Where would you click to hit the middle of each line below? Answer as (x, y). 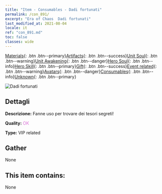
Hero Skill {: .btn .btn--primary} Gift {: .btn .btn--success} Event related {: (86, 66)
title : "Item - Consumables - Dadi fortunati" (54, 10)
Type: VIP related (23, 132)
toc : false (16, 37)
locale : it (16, 28)
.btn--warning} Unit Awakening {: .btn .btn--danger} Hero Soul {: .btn (73, 61)
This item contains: (35, 175)
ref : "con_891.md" (24, 32)
